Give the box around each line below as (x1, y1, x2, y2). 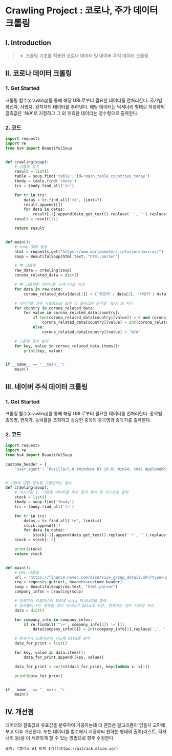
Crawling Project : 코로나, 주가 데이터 (5, 5, 158, 16)
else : (32, 325, 45, 330)
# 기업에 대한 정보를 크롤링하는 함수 (5, 480, 72, 486)
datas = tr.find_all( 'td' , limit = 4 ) (24, 518, 102, 523)
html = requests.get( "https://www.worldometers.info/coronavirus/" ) (14, 249, 164, 254)
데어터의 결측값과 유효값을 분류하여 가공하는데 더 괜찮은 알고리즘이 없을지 (5, 722, 152, 728)
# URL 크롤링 (14, 570, 39, 575)
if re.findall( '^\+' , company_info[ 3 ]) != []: (24, 622, 125, 627)
